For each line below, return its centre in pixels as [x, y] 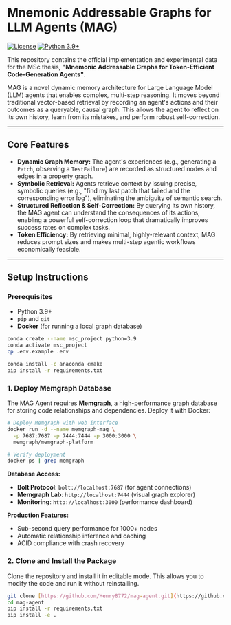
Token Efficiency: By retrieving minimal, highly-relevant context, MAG [116, 234]
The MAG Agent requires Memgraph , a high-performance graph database [112, 403]
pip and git [33, 319]
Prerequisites [30, 297]
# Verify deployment [37, 454]
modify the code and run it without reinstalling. [73, 583]
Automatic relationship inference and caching [81, 536]
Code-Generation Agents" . [46, 74]
